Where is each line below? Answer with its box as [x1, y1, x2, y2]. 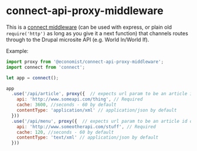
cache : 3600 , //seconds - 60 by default [16, 102, 117, 108]
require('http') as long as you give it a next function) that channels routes [6, 29, 189, 36]
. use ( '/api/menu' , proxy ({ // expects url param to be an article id [11, 118, 188, 124]
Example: [6, 47, 29, 54]
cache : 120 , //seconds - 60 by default [16, 129, 114, 135]
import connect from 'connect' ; [6, 64, 85, 70]
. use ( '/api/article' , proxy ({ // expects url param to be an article [11, 91, 188, 97]
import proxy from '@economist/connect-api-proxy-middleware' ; [6, 59, 164, 65]
